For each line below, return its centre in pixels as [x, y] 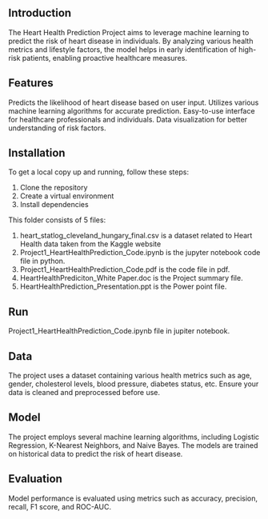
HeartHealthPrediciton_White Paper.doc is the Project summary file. [131, 278]
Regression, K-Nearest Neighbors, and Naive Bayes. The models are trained [133, 445]
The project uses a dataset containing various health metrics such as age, [130, 376]
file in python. [42, 261]
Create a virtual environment [67, 196]
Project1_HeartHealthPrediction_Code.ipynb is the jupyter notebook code [140, 253]
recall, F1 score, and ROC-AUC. [60, 506]
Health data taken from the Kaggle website [90, 244]
